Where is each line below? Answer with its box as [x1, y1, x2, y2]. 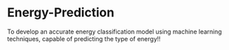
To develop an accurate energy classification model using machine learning [7, 27, 222, 36]
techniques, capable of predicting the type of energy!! [7, 34, 161, 42]
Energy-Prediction [7, 5, 115, 21]
